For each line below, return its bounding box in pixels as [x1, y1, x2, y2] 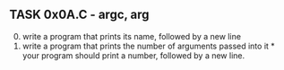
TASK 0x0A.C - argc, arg [9, 7, 150, 22]
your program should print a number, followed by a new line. [22, 49, 245, 61]
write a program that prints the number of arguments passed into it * [22, 40, 275, 51]
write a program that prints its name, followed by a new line [22, 31, 242, 41]
